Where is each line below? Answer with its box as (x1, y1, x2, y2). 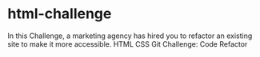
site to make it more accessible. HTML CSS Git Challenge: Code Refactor (7, 39, 248, 48)
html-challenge (7, 5, 112, 23)
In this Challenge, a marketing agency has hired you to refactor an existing (7, 31, 253, 40)
